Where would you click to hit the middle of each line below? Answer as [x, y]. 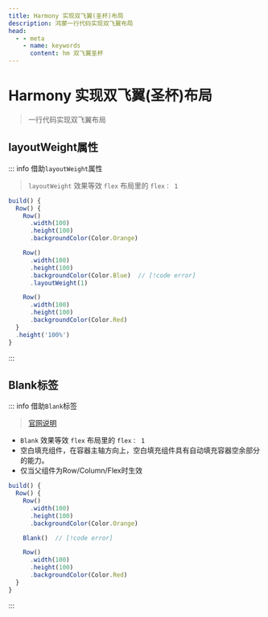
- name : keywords [52, 46]
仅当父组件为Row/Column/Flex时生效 [81, 471]
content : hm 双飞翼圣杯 [66, 53]
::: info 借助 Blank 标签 [43, 406]
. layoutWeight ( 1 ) [59, 283]
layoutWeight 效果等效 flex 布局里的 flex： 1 [103, 186]
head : [17, 31]
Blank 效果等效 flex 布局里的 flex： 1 [82, 440]
